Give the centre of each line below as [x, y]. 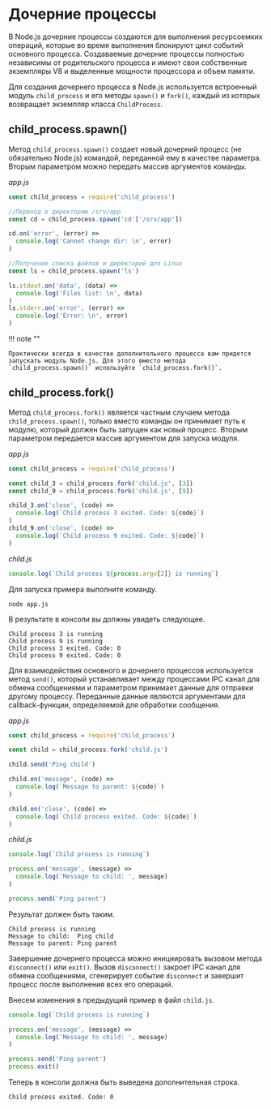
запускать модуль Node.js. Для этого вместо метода [97, 361]
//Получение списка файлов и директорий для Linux [95, 264]
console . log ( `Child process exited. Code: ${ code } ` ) [106, 816]
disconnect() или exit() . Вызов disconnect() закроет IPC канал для [125, 967]
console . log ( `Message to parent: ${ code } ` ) [90, 787]
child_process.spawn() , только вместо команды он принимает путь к [127, 421]
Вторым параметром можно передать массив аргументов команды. [127, 166]
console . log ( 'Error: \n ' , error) [72, 316]
